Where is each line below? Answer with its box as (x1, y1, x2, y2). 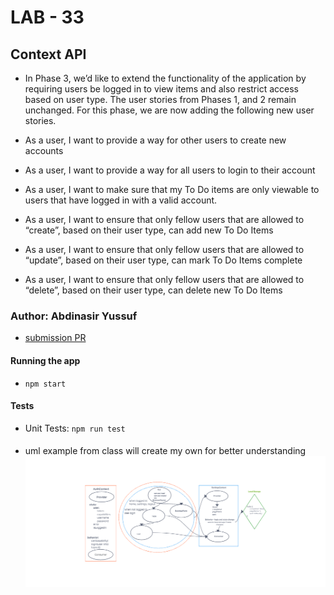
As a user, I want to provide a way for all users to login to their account (24, 164, 316, 176)
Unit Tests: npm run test (24, 422, 126, 434)
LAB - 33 (10, 6, 85, 29)
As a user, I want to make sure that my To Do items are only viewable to (24, 184, 320, 195)
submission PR (24, 332, 87, 344)
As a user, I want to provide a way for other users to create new (24, 134, 287, 146)
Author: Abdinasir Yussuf (10, 309, 138, 323)
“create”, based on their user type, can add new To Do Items (24, 224, 274, 236)
